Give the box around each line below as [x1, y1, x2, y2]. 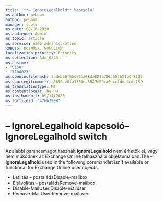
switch [78, 131, 108, 143]
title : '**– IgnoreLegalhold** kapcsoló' [5, 7, 95, 13]
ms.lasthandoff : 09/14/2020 [5, 93, 65, 98]
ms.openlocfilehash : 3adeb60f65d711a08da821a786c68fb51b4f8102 [5, 74, 143, 79]
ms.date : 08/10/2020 [5, 27, 50, 32]
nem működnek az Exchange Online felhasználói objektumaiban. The [5, 153, 149, 159]
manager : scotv [5, 22, 38, 27]
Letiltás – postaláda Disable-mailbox [12, 174, 88, 180]
